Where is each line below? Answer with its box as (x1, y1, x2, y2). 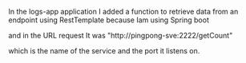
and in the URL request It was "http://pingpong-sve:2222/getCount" (8, 31, 233, 40)
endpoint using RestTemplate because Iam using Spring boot (8, 15, 210, 25)
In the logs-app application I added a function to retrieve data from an (8, 7, 239, 16)
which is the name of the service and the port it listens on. (8, 46, 200, 55)
